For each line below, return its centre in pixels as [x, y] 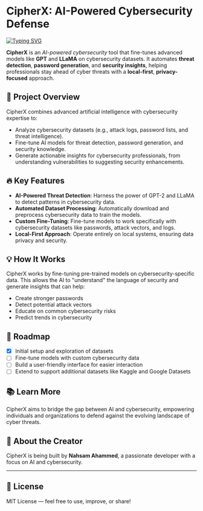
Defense [28, 24]
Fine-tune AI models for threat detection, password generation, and [99, 143]
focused [17, 78]
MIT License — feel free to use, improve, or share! [69, 501]
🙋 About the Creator [44, 441]
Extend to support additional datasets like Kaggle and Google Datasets [103, 371]
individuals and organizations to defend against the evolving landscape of [98, 416]
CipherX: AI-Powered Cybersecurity [100, 11]
